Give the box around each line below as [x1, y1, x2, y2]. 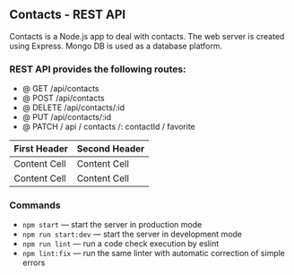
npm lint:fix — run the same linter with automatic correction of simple [22, 248, 285, 259]
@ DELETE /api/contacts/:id [22, 102, 125, 113]
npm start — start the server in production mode [22, 219, 203, 230]
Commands [9, 199, 61, 211]
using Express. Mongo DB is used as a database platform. [9, 40, 222, 51]
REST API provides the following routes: [9, 63, 186, 75]
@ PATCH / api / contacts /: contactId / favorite [22, 121, 195, 133]
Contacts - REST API [9, 7, 126, 22]
